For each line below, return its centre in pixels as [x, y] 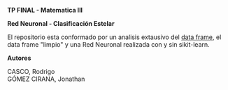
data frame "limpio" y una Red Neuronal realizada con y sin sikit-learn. [108, 44]
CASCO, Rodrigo [31, 72]
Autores [19, 58]
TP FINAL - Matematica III [45, 10]
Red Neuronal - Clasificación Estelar [61, 23]
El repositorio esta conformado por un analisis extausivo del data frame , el [114, 37]
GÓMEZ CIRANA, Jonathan [46, 79]
